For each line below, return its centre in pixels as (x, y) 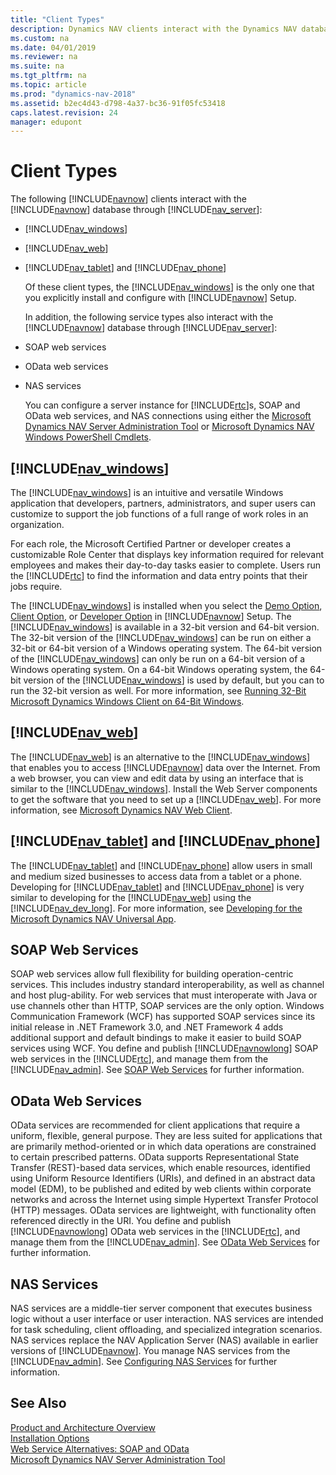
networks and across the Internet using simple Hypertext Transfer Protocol (164, 1200)
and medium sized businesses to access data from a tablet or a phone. (156, 876)
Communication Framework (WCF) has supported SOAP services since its (163, 1017)
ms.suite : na (37, 66)
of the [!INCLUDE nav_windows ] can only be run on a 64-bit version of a (158, 659)
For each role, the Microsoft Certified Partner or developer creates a (151, 544)
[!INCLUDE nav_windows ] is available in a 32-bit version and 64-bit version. (165, 627)
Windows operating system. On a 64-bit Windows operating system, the (159, 669)
